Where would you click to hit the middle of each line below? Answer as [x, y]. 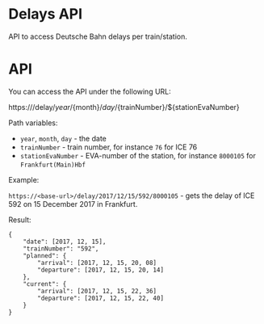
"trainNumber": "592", [61, 248]
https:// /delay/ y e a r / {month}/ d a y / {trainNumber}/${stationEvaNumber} [124, 107]
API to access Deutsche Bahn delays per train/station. [98, 36]
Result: [20, 220]
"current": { [45, 284]
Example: [24, 179]
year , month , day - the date [63, 138]
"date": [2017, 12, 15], [65, 242]
